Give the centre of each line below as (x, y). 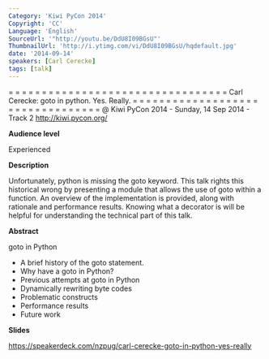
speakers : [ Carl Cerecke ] (52, 62)
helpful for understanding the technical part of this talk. (100, 215)
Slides (19, 330)
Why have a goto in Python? (67, 271)
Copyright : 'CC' (36, 24)
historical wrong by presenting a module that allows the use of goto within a (135, 189)
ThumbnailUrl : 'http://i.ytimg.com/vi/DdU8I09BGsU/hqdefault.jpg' (123, 46)
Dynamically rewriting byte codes (76, 288)
